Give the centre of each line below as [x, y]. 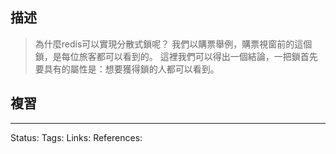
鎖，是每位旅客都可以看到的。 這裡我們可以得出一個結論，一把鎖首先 [176, 56]
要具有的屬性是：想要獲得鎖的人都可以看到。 [127, 69]
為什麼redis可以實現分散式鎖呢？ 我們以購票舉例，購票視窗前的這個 [173, 44]
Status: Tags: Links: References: [76, 137]
